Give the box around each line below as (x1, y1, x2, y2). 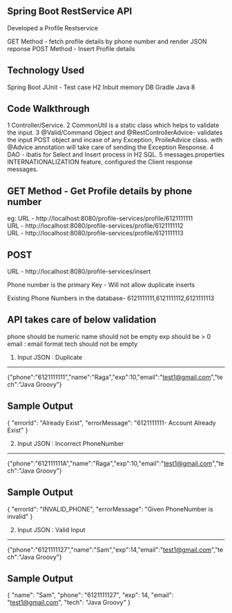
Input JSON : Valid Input (17, 525, 86, 534)
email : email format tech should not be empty (7, 340, 138, 348)
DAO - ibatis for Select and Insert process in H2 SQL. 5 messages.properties (7, 150, 225, 159)
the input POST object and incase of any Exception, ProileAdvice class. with (7, 136, 223, 144)
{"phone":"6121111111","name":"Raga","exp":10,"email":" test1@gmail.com (7, 373, 211, 381)
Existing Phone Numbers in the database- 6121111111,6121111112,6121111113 (7, 294, 215, 302)
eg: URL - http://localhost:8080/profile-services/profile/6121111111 (7, 214, 193, 223)
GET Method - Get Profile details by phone (7, 185, 193, 197)
